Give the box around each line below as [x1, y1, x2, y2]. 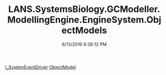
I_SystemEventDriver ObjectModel [5, 64, 76, 70]
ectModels [61, 25, 107, 36]
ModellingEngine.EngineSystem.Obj [7, 14, 161, 25]
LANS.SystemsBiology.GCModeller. [8, 3, 160, 15]
